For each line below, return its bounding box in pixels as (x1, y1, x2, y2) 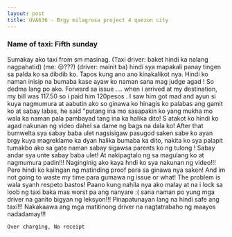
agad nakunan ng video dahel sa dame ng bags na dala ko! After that (7, 121, 204, 130)
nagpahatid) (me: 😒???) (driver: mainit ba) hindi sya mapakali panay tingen (7, 62, 222, 71)
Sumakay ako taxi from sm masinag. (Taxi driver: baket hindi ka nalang (7, 55, 209, 63)
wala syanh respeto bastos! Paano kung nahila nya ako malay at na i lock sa (7, 180, 223, 188)
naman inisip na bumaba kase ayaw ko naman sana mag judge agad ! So (7, 77, 215, 85)
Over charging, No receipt (7, 223, 85, 230)
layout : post (7, 10, 45, 17)
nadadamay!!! (7, 209, 46, 218)
